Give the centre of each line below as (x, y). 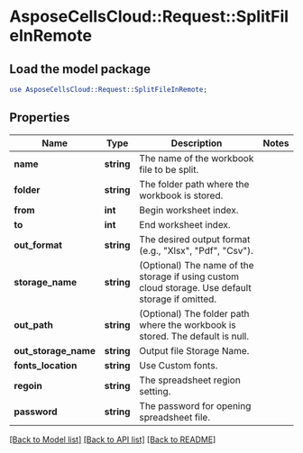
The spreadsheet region (190, 380)
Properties (40, 118)
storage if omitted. (178, 299)
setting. (155, 391)
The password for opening (195, 405)
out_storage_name (55, 350)
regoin (28, 385)
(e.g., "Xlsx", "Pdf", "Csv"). (197, 250)
